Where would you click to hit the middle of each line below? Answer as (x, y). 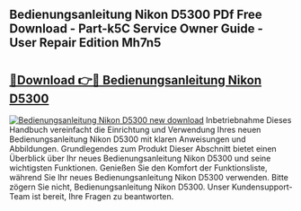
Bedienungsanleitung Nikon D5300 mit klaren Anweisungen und (128, 139)
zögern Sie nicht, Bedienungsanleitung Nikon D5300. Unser (120, 187)
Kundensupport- (262, 187)
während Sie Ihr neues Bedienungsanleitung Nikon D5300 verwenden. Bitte (149, 177)
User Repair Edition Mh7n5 (85, 43)
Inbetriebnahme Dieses (248, 120)
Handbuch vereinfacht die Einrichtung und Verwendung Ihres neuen (135, 130)
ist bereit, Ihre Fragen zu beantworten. (103, 196)
